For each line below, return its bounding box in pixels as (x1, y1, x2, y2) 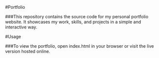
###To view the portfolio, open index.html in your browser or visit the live (5, 43, 154, 49)
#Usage (5, 34, 21, 39)
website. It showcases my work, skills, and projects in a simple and (5, 19, 142, 25)
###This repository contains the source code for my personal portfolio (5, 14, 149, 19)
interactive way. (5, 24, 38, 30)
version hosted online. (5, 49, 50, 54)
